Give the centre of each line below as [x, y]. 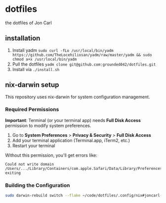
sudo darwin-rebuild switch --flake [43, 196]
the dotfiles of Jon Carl [28, 23]
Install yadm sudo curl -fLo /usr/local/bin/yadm [63, 50]
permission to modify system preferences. [48, 125]
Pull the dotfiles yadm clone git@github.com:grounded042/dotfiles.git [84, 64]
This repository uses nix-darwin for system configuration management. [78, 97]
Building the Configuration [38, 185]
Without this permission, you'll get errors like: [51, 155]
